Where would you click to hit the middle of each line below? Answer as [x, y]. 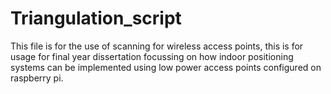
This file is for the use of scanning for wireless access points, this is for [157, 46]
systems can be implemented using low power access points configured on [166, 67]
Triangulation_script [96, 18]
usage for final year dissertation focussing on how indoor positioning [152, 56]
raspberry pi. [37, 78]
